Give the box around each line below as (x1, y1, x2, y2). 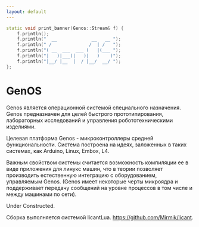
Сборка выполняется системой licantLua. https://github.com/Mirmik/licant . (6, 213, 194, 221)
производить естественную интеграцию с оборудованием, (6, 171, 157, 179)
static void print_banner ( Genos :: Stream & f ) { (6, 25, 124, 31)
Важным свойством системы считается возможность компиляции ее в (6, 159, 189, 166)
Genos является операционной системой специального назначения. (6, 104, 182, 111)
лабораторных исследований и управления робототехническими (6, 116, 173, 124)
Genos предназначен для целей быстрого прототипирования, (6, 110, 164, 117)
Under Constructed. (6, 202, 55, 209)
